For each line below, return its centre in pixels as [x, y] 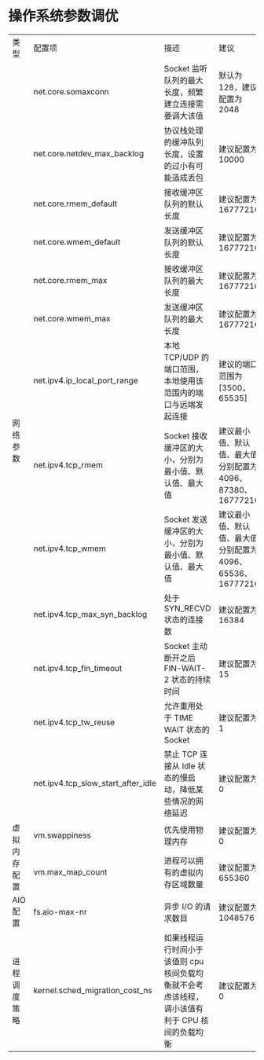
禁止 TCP [181, 754]
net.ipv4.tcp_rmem [68, 464]
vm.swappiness [62, 835]
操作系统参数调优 [64, 16]
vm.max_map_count [70, 871]
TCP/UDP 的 [187, 357]
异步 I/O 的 [183, 906]
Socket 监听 [186, 68]
